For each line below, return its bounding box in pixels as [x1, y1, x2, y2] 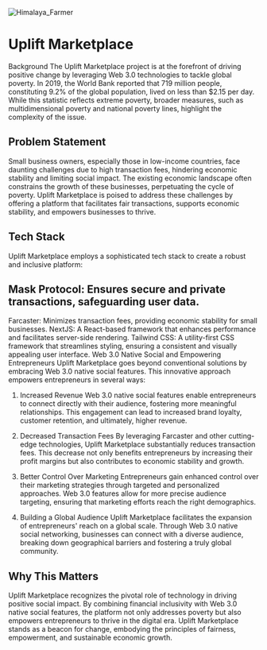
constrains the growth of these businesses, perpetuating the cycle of [8, 181, 234, 191]
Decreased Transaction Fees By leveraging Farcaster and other [19, 431, 227, 441]
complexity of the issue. [8, 112, 87, 122]
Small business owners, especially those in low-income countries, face [8, 156, 241, 166]
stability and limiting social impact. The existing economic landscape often [8, 173, 252, 183]
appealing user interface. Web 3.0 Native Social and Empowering [8, 350, 222, 359]
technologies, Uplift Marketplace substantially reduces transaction [38, 439, 256, 449]
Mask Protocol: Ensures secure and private [8, 282, 226, 296]
